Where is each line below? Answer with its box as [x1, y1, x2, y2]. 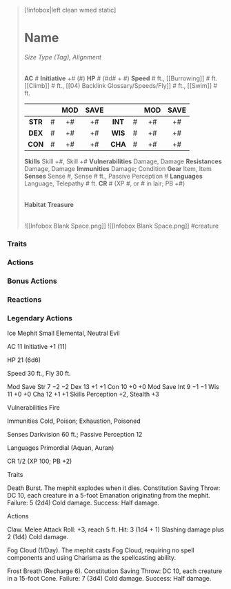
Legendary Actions [7, 313, 72, 323]
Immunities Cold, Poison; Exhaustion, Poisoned [7, 417, 141, 425]
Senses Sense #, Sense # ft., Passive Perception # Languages [23, 172, 203, 180]
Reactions [7, 294, 42, 304]
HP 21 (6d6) [7, 356, 41, 364]
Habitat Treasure [23, 200, 74, 208]
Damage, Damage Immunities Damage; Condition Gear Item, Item [23, 164, 212, 172]
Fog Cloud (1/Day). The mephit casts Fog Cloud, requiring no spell [7, 546, 194, 554]
